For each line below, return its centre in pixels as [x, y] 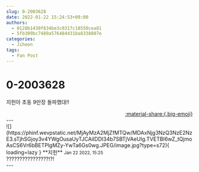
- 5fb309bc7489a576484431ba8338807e [57, 34]
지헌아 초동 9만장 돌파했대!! [38, 102]
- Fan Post [25, 56]
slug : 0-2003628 [26, 12]
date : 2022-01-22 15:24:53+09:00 [47, 17]
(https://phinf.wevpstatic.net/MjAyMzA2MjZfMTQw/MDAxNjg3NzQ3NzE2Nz [99, 132]
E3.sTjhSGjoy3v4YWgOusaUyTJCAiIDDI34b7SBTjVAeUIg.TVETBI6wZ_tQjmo [99, 139]
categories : [21, 39]
